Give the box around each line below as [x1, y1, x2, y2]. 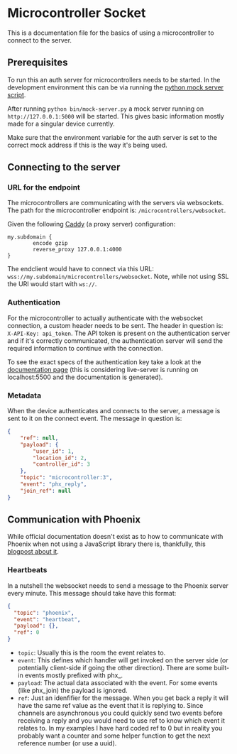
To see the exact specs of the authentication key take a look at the [7, 357, 202, 366]
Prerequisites [7, 57, 68, 69]
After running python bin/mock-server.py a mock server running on [7, 104, 204, 113]
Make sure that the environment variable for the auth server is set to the [7, 133, 218, 141]
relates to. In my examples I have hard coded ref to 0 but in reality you [17, 724, 223, 733]
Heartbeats [7, 565, 48, 575]
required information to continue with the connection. [7, 344, 163, 352]
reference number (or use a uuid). [17, 739, 117, 748]
